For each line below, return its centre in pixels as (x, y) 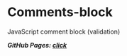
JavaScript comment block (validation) (64, 31)
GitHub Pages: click (37, 45)
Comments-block (60, 12)
